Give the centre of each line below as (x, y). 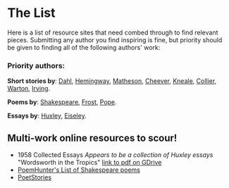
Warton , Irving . (29, 89)
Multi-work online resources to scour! (92, 138)
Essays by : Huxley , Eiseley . (47, 116)
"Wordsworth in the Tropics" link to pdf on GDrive (89, 163)
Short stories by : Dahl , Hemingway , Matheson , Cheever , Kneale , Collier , (112, 81)
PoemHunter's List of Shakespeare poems (79, 170)
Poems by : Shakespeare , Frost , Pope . (62, 102)
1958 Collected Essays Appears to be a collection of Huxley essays (115, 155)
